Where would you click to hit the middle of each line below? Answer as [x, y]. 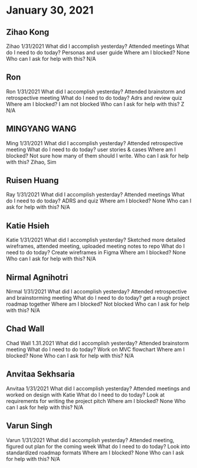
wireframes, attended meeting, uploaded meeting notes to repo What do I [95, 246]
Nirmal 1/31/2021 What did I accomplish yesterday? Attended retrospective [96, 292]
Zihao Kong [28, 32]
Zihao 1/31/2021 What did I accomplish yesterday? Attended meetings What [98, 46]
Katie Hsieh [28, 226]
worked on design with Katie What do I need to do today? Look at [86, 395]
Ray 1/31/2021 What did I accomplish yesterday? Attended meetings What [95, 195]
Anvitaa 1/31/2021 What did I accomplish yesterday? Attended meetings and [98, 388]
